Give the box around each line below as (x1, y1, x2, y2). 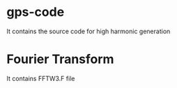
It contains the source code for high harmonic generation (6, 27, 171, 35)
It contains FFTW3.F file (6, 74, 75, 82)
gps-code (6, 4, 65, 20)
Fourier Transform (6, 51, 114, 67)
